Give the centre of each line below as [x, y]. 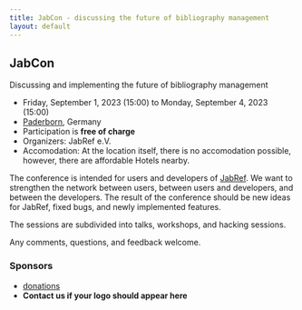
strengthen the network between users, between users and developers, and [151, 188]
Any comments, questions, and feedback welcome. [105, 243]
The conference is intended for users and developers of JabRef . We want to [151, 178]
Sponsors [31, 266]
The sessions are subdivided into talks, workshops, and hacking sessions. [148, 225]
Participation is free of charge [79, 132]
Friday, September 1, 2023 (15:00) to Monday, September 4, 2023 [145, 103]
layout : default [40, 26]
